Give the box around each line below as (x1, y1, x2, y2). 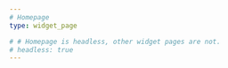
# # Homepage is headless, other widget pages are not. (9, 37, 221, 46)
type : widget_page (9, 21, 77, 30)
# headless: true (9, 45, 74, 54)
